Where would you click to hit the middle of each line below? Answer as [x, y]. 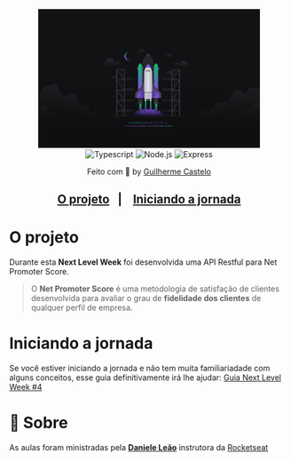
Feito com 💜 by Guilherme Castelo [149, 171]
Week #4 [26, 386]
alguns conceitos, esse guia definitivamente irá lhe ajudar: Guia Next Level [145, 378]
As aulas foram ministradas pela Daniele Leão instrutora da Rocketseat [139, 447]
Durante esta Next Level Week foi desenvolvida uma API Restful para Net [143, 262]
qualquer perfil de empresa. [82, 307]
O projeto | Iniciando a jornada [149, 199]
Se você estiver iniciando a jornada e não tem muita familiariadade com [140, 368]
